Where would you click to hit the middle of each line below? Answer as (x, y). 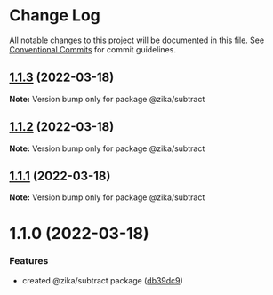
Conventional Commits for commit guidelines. (92, 49)
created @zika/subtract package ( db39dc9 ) (103, 280)
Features (29, 261)
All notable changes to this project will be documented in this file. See (137, 40)
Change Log (55, 16)
